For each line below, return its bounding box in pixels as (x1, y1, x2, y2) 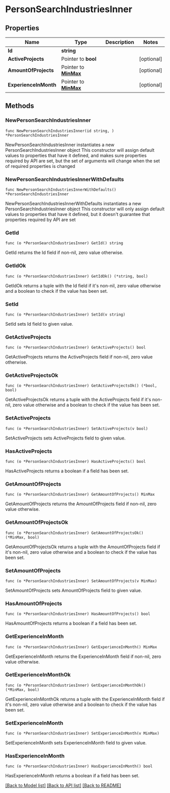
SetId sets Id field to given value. (5, 321, 73, 327)
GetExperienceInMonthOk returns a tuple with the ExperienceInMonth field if (5, 696, 165, 702)
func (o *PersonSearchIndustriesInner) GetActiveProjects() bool (5, 345, 146, 350)
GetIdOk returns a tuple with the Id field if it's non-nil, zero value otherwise (5, 282, 161, 289)
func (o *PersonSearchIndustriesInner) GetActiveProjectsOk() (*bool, (5, 383, 157, 388)
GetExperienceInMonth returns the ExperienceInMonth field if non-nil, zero (5, 653, 161, 659)
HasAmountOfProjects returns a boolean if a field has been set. (5, 621, 138, 627)
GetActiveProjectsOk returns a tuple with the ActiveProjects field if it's (5, 396, 151, 403)
